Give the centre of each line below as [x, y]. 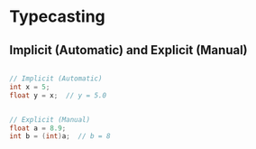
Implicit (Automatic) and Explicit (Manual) [128, 50]
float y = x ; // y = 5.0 [58, 95]
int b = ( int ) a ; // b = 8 [60, 136]
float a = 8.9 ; [38, 128]
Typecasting [57, 17]
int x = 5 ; [30, 87]
